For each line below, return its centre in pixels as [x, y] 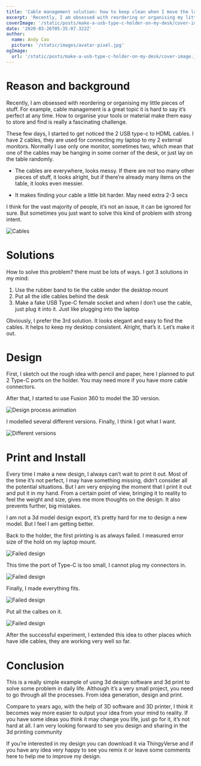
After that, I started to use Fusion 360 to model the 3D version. [83, 398]
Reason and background [68, 86]
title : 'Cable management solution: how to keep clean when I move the [97, 12]
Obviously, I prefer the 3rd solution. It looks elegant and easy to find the [95, 320]
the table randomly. [30, 159]
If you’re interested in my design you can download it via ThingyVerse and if [100, 744]
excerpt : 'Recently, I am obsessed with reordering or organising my [95, 17]
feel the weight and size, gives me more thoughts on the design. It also [93, 500]
